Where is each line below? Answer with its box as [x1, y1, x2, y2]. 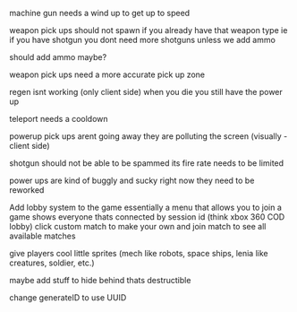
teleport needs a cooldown [9, 114, 109, 124]
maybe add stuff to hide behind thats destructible [9, 275, 191, 285]
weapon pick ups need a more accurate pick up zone [9, 69, 206, 80]
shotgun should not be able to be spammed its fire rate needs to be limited [9, 158, 284, 169]
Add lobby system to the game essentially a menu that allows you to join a [9, 202, 282, 212]
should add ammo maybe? [9, 52, 107, 62]
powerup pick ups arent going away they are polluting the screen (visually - [9, 131, 288, 142]
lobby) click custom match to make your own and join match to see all [9, 221, 267, 231]
